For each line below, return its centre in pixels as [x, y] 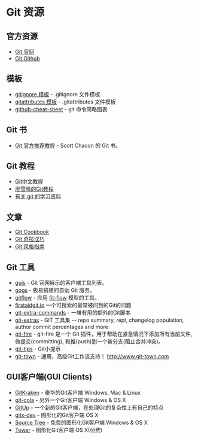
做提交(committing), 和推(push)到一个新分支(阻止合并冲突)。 [89, 342]
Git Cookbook [32, 232]
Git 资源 [25, 12]
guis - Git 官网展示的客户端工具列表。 [61, 283]
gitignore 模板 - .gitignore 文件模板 [57, 94]
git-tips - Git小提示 [38, 349]
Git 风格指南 [30, 246]
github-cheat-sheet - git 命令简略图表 [61, 109]
